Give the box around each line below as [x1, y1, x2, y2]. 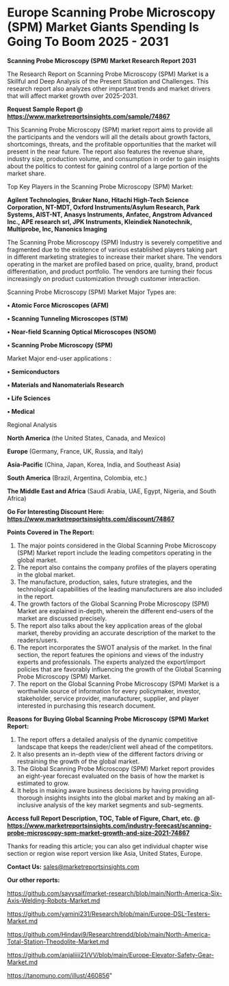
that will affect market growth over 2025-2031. [7, 91, 138, 100]
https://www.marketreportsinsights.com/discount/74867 [7, 515, 175, 523]
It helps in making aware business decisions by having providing [16, 786, 199, 794]
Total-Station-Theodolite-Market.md [7, 937, 109, 946]
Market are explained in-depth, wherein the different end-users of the [16, 606, 214, 615]
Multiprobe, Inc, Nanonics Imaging [7, 225, 107, 233]
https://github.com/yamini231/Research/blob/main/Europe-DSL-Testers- [7, 909, 211, 917]
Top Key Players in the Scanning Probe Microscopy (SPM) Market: [7, 182, 193, 190]
